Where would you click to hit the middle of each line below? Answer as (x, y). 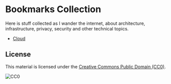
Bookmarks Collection (53, 9)
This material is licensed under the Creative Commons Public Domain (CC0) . (86, 66)
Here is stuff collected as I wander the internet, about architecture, (75, 23)
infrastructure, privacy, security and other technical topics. (67, 28)
